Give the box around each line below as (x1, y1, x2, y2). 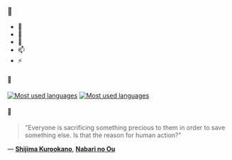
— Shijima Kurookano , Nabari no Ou (7, 144, 116, 153)
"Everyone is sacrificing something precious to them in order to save (24, 123, 226, 132)
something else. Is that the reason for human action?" (24, 131, 182, 139)
